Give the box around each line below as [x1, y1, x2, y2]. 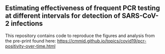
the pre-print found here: [5, 38, 56, 44]
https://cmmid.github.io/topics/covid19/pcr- [57, 38, 147, 44]
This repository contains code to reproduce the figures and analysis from [5, 32, 155, 39]
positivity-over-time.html [5, 43, 56, 49]
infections [10, 19, 43, 28]
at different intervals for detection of [5, 12, 121, 20]
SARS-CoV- [121, 12, 159, 20]
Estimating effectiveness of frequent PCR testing [5, 4, 160, 12]
